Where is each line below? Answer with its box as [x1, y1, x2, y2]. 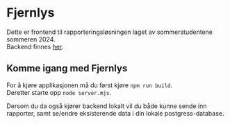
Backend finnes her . [6, 42, 64, 51]
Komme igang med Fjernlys [6, 62, 128, 74]
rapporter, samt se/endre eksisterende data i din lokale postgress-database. [6, 109, 224, 117]
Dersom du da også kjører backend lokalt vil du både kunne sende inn [6, 102, 207, 110]
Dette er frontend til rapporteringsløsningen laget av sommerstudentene [6, 28, 213, 36]
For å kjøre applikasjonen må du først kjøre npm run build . [6, 81, 173, 89]
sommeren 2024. [6, 35, 56, 43]
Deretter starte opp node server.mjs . [6, 88, 112, 96]
